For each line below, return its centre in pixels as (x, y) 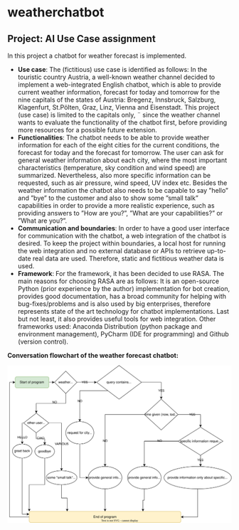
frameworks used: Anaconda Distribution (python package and (110, 327)
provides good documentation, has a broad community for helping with (122, 296)
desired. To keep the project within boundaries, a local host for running (122, 243)
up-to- (216, 251)
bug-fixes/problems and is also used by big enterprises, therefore (114, 304)
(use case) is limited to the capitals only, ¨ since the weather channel (119, 115)
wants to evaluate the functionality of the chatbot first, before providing (122, 122)
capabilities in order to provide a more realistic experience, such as (116, 206)
